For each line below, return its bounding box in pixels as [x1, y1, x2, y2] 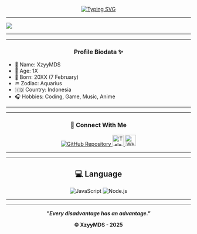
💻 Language [75, 169, 122, 179]
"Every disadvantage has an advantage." [46, 210, 151, 217]
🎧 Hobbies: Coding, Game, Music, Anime [14, 93, 116, 100]
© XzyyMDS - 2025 [74, 221, 123, 229]
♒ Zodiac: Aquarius [14, 80, 63, 87]
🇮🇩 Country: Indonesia [14, 86, 72, 93]
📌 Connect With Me [70, 121, 127, 129]
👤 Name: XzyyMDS [14, 61, 61, 68]
